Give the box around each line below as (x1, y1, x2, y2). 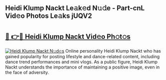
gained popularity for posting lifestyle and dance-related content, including (5, 54, 160, 59)
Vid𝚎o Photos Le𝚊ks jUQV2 (5, 12, 92, 20)
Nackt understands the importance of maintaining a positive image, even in (5, 64, 160, 70)
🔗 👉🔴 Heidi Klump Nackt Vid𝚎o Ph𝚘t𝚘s (5, 32, 131, 41)
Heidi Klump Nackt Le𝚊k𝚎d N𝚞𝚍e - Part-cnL (5, 4, 145, 12)
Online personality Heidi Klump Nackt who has (65, 48, 161, 54)
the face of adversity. (5, 70, 49, 75)
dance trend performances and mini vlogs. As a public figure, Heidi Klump (5, 59, 157, 65)
